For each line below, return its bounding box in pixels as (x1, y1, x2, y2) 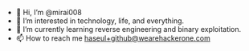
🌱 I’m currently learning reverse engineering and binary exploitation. (15, 25, 242, 33)
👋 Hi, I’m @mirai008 (15, 8, 83, 17)
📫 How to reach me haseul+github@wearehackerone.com (15, 33, 210, 43)
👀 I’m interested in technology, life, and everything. (15, 16, 185, 25)
